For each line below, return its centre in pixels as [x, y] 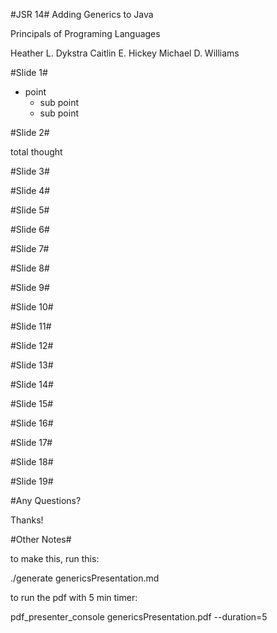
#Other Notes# [41, 539]
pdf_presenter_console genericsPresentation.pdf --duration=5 [139, 617]
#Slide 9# [30, 287]
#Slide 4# [30, 190]
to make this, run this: [55, 558]
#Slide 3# [30, 171]
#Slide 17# [31, 442]
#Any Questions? [46, 500]
